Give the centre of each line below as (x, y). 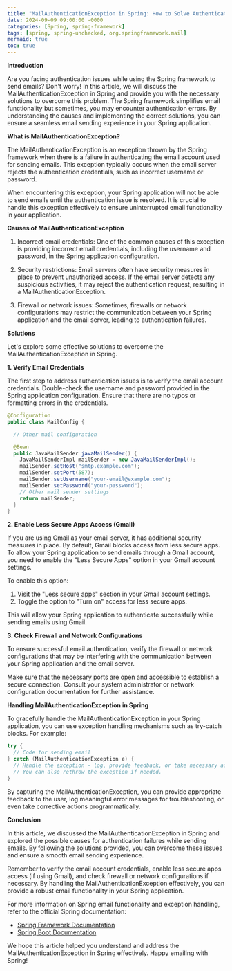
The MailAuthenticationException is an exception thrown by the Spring (107, 150)
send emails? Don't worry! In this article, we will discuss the (92, 86)
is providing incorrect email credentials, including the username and (114, 249)
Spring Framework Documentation (66, 925)
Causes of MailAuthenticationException (66, 228)
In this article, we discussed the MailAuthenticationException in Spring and (113, 833)
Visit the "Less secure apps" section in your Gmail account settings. (114, 594)
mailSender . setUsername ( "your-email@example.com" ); (95, 479)
